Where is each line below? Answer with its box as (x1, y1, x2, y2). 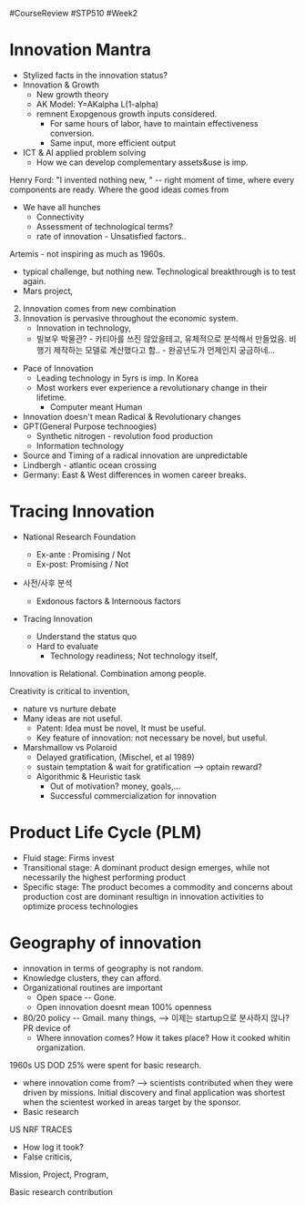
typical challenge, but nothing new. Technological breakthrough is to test (22, 266, 296, 277)
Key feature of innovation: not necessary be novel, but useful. (36, 732, 268, 743)
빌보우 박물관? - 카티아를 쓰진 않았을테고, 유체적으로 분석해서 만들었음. (36, 332, 288, 344)
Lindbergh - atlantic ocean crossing (22, 459, 157, 470)
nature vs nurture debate (22, 703, 117, 714)
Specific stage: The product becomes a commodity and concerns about (22, 881, 293, 892)
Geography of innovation (9, 933, 202, 953)
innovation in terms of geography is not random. (22, 963, 204, 974)
